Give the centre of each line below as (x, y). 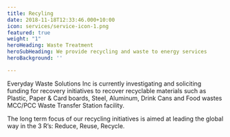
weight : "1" (24, 39)
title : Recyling (30, 13)
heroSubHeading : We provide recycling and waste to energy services (107, 52)
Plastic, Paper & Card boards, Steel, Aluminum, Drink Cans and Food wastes (115, 98)
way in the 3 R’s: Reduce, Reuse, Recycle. (66, 126)
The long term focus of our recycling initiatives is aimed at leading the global (115, 119)
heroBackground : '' (35, 58)
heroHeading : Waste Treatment (50, 45)
